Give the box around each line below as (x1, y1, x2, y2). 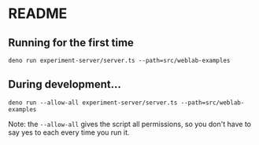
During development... (8, 78, 122, 91)
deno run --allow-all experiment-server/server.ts (8, 99, 178, 107)
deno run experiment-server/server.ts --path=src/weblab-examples (8, 56, 231, 64)
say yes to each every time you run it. (8, 127, 130, 137)
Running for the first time (8, 36, 134, 49)
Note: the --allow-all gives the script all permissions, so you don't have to (8, 119, 252, 129)
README (8, 5, 68, 23)
